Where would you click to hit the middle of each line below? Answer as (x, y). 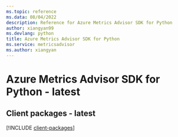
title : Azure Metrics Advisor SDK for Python (63, 39)
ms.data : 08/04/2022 (32, 17)
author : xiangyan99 (30, 28)
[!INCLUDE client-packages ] (40, 128)
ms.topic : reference (32, 12)
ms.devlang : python (30, 34)
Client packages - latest (51, 114)
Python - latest (43, 92)
